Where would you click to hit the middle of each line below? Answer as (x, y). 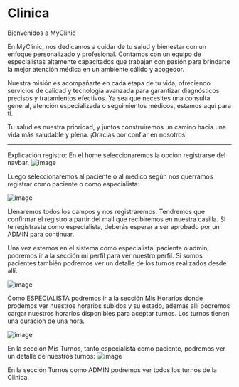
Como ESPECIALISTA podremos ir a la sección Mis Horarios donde (105, 298)
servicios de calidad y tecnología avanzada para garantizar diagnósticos (113, 90)
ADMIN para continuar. (41, 234)
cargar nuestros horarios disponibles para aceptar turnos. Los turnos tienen (118, 313)
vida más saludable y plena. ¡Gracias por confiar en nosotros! (97, 134)
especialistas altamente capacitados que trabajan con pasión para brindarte (119, 61)
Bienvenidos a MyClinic (42, 33)
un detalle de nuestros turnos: (52, 356)
